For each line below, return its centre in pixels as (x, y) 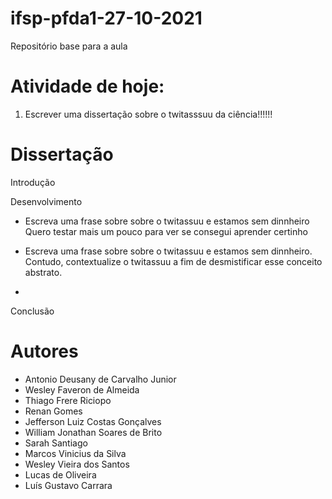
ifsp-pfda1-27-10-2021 (106, 18)
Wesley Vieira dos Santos (77, 464)
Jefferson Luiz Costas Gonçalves (93, 421)
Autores (44, 351)
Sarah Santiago (56, 443)
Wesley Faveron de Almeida (82, 389)
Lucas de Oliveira (60, 474)
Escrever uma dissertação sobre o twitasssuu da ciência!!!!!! (148, 114)
